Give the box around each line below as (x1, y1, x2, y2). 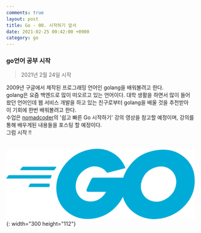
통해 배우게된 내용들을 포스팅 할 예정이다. (6, 122, 102, 129)
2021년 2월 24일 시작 (20, 71, 72, 78)
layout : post (6, 16, 39, 22)
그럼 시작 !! (6, 129, 32, 136)
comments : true (6, 10, 44, 16)
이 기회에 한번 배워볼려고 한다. (6, 107, 77, 114)
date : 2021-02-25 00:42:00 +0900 (6, 29, 90, 35)
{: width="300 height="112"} (6, 220, 76, 228)
